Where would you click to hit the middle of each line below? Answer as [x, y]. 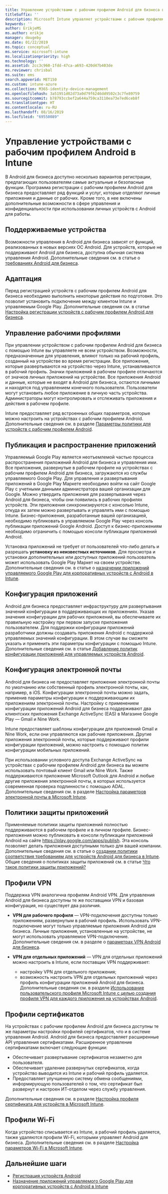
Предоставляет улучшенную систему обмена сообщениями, [77, 1078]
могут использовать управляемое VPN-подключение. [70, 937]
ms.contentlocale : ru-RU [31, 108]
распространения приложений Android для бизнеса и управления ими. [81, 462]
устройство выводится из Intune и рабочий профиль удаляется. [80, 1073]
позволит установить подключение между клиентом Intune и [71, 301]
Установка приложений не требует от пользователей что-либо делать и [82, 546]
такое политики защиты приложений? [45, 867]
